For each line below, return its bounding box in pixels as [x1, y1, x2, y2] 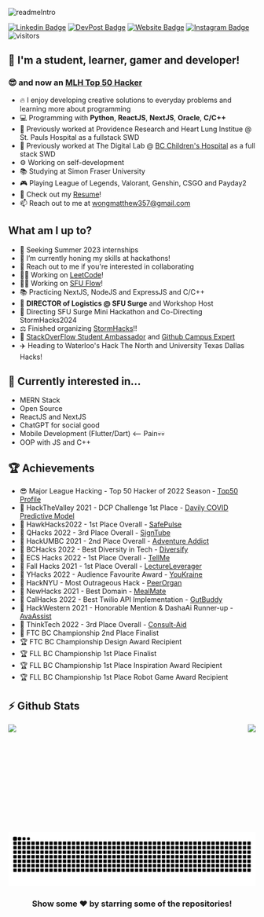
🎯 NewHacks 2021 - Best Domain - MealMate [19, 586, 167, 596]
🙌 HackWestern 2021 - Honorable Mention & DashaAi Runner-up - [19, 603, 233, 613]
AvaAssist [19, 611, 52, 621]
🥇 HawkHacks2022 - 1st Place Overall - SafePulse [19, 519, 182, 530]
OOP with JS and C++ [19, 438, 92, 447]
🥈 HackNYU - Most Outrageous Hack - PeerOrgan [19, 578, 182, 588]
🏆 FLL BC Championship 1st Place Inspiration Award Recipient [19, 661, 222, 670]
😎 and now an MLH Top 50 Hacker [8, 77, 143, 88]
